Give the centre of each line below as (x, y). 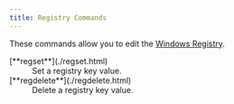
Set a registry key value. (77, 71)
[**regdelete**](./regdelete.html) (70, 80)
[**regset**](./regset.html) (59, 61)
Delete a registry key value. (83, 90)
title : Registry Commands (58, 18)
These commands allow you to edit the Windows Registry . (117, 43)
